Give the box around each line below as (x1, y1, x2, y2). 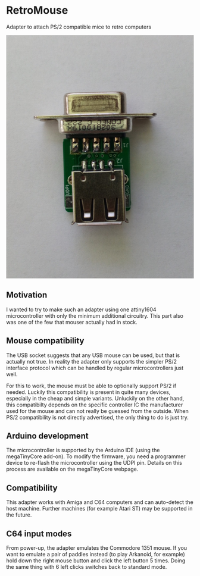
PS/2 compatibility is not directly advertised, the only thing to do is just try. (6, 414, 189, 421)
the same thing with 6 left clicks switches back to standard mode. (6, 564, 167, 571)
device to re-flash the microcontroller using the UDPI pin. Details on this (6, 459, 183, 467)
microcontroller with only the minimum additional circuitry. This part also (6, 312, 183, 319)
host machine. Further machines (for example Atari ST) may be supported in (6, 505, 193, 512)
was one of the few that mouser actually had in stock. (6, 318, 138, 325)
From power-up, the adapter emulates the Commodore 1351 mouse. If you (6, 544, 187, 552)
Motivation (6, 290, 48, 300)
